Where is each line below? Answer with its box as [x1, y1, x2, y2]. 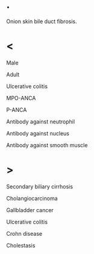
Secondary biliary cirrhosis [6, 183, 74, 190]
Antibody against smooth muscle [6, 141, 88, 149]
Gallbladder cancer [6, 206, 54, 213]
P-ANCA [6, 106, 27, 113]
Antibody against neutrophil [6, 118, 75, 125]
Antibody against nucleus [6, 129, 69, 137]
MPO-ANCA [6, 94, 36, 101]
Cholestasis [6, 241, 36, 249]
